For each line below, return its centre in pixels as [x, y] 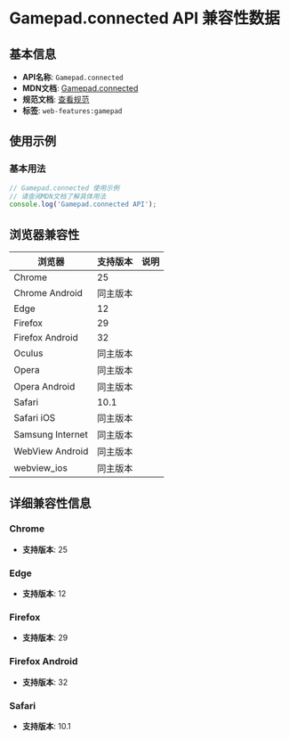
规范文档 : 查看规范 [56, 99]
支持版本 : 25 [45, 549]
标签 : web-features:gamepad [72, 111]
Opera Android [44, 387]
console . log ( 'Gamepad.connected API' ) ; [83, 205]
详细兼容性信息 [50, 503]
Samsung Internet [51, 435]
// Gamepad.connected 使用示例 [64, 188]
